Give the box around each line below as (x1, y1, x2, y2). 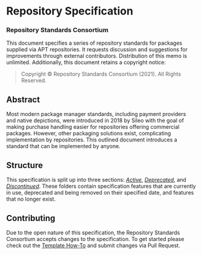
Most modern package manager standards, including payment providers (6, 111, 186, 118)
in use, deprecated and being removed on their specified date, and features (6, 189, 194, 196)
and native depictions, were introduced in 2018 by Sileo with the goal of (6, 117, 184, 124)
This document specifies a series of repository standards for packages (6, 39, 183, 47)
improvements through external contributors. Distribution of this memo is (6, 53, 188, 60)
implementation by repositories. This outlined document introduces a (6, 136, 178, 143)
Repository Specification (6, 4, 134, 18)
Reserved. (21, 77, 47, 84)
